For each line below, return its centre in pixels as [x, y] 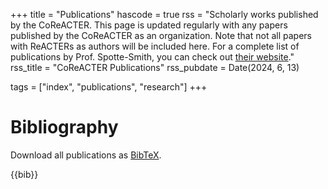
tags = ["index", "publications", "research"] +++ [109, 87]
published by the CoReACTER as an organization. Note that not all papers [161, 35]
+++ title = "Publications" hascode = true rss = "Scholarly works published [164, 14]
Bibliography [64, 127]
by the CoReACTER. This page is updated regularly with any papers [149, 25]
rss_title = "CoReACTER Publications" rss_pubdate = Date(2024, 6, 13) [155, 67]
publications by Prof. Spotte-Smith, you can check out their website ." [152, 57]
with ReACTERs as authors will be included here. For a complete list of [155, 46]
